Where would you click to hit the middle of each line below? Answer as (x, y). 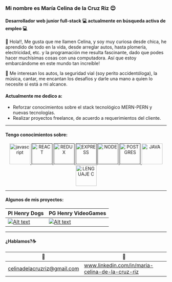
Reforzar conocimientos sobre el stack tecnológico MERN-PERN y (82, 107)
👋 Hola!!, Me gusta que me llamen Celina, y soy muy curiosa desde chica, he (86, 42)
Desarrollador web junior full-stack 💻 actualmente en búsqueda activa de (85, 20)
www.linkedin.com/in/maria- (119, 265)
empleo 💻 (16, 28)
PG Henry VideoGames (77, 213)
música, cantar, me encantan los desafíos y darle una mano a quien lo (79, 79)
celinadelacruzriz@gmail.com (44, 268)
